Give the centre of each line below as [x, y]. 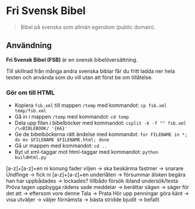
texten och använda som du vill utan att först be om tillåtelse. [80, 77]
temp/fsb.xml [30, 111]
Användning [29, 45]
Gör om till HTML [30, 92]
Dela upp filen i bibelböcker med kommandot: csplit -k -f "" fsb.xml [100, 123]
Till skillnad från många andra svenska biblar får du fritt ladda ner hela [90, 71]
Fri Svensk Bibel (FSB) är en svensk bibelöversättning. [72, 59]
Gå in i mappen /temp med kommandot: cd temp [72, 117]
